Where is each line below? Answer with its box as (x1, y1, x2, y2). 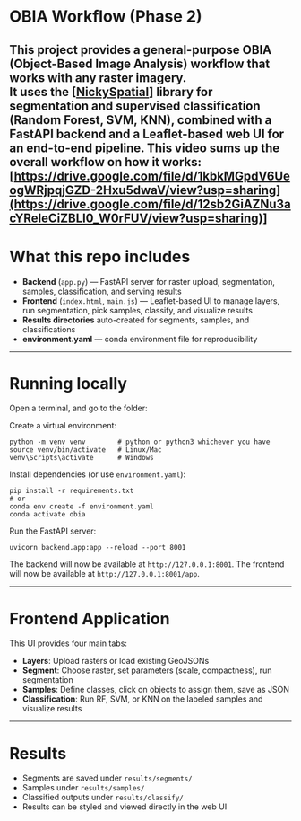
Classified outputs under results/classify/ (21, 792, 184, 803)
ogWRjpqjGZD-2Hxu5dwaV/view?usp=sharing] (9, 182, 281, 198)
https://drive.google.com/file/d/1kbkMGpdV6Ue (13, 168, 291, 183)
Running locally (9, 373, 128, 393)
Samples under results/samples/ (21, 782, 145, 793)
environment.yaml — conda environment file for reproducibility (21, 333, 258, 344)
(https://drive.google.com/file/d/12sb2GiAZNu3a (9, 196, 291, 212)
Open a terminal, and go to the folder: (9, 402, 148, 414)
